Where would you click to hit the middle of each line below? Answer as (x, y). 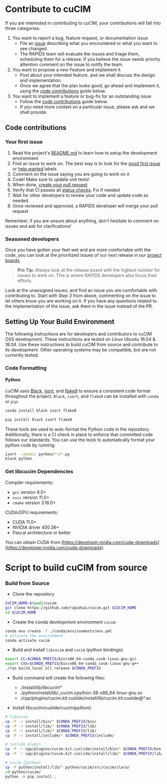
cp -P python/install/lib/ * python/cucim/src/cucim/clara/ (68, 767)
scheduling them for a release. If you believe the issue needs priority (90, 59)
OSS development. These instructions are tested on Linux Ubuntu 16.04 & (80, 339)
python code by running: (30, 445)
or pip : (12, 401)
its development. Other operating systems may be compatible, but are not (81, 349)
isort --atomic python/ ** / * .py (38, 454)
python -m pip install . (31, 777)
